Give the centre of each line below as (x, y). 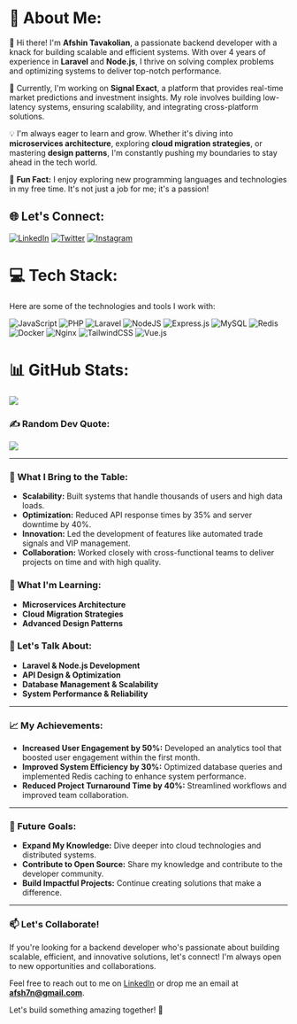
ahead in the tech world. (53, 162)
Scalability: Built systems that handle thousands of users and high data (152, 496)
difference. (42, 893)
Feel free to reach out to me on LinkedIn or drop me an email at (124, 983)
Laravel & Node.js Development (81, 665)
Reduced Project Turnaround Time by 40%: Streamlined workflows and (154, 786)
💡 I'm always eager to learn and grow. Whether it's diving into (121, 133)
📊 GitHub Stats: (69, 370)
